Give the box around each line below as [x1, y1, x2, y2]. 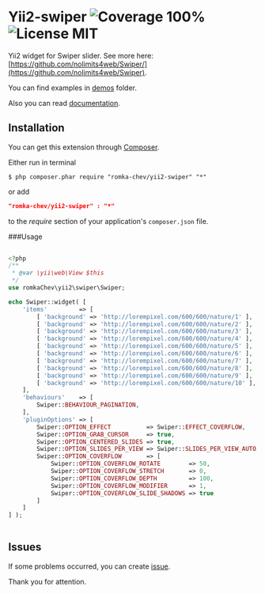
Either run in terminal [8, 157, 77, 167]
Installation [8, 121, 65, 134]
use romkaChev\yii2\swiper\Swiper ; [8, 284, 126, 292]
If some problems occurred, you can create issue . [8, 562, 171, 571]
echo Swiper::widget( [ [8, 297, 87, 306]
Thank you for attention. [8, 577, 87, 586]
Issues [8, 540, 42, 554]
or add [8, 187, 30, 196]
